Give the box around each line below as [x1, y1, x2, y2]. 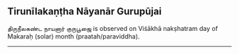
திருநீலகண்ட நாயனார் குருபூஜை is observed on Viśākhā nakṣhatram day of [7, 24, 218, 32]
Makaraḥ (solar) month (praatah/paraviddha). [7, 32, 140, 41]
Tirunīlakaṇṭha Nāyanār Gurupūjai [7, 6, 162, 18]
